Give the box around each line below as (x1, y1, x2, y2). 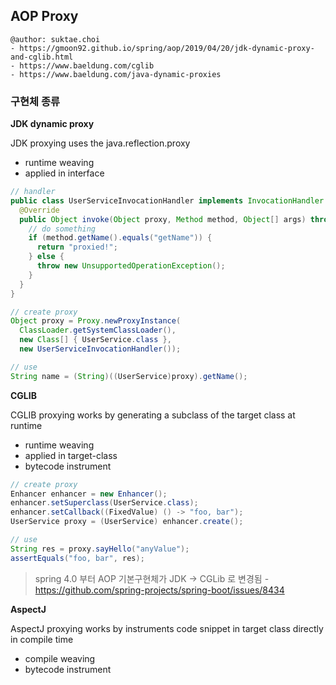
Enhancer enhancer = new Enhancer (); (10, 489, 168, 499)
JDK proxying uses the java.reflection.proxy (10, 137, 191, 149)
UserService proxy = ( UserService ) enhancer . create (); (10, 517, 244, 527)
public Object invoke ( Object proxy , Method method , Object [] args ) (19, 214, 307, 224)
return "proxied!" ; (36, 242, 118, 253)
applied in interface (24, 167, 105, 179)
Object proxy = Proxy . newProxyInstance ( (10, 316, 182, 326)
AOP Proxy (10, 8, 79, 25)
